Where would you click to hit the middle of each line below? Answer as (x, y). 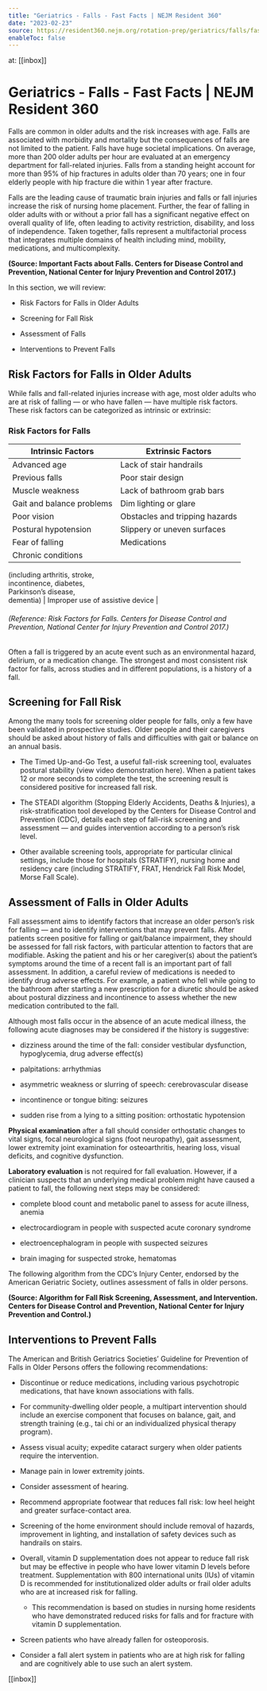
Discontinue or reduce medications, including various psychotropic (130, 1382)
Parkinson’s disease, (42, 592)
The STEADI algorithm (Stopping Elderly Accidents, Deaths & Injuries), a (137, 803)
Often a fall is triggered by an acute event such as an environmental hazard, (132, 651)
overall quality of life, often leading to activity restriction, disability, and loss (132, 223)
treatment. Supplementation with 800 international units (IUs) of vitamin (137, 1575)
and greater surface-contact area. (75, 1510)
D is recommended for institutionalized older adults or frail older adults (135, 1583)
